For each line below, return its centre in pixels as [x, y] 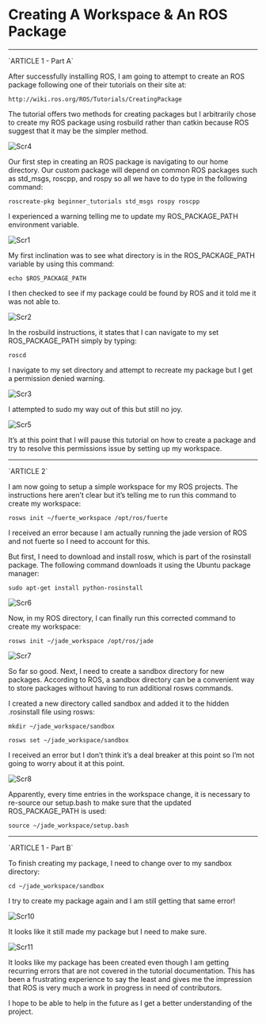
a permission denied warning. [57, 378]
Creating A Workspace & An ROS [118, 15]
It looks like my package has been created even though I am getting [119, 962]
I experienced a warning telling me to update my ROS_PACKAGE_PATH [123, 216]
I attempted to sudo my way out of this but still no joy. [95, 409]
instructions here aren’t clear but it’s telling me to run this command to [122, 495]
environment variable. [44, 225]
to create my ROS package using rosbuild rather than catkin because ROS [129, 122]
